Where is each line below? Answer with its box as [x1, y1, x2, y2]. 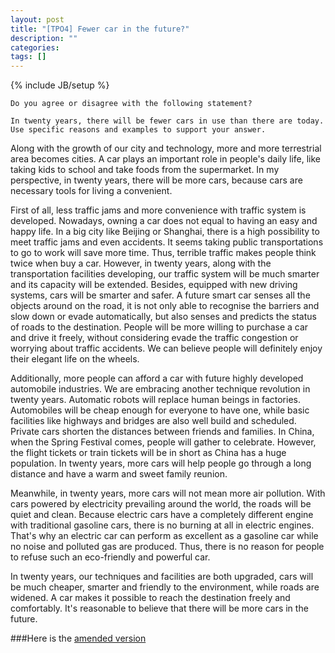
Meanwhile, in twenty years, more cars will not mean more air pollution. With [10, 487, 326, 500]
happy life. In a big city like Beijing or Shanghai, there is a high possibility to [10, 226, 320, 238]
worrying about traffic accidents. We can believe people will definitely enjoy [10, 342, 323, 355]
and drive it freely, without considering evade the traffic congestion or [10, 332, 299, 344]
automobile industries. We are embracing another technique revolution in [10, 383, 311, 395]
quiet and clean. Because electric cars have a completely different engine [10, 509, 314, 521]
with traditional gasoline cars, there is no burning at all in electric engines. [10, 519, 315, 531]
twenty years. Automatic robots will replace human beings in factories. [10, 394, 301, 406]
